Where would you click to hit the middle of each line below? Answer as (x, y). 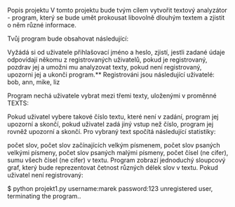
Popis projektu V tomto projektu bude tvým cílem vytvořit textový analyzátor (117, 10)
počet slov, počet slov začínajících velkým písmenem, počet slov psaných (114, 145)
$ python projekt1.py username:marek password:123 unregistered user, (110, 188)
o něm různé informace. (42, 25)
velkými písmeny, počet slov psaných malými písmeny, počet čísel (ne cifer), (118, 153)
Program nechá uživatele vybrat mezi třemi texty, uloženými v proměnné (112, 95)
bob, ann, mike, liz (34, 82)
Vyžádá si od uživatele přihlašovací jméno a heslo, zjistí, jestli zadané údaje (116, 52)
